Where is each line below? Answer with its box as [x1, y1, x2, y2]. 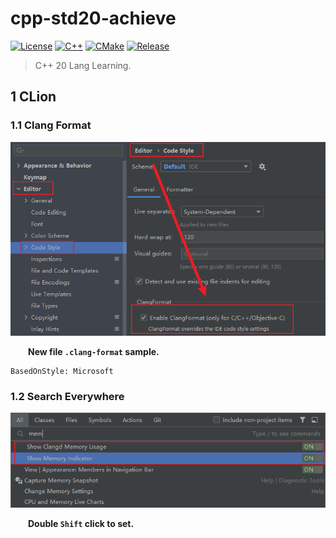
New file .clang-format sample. [28, 345, 160, 357]
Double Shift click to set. [28, 518, 135, 530]
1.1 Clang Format [10, 118, 92, 132]
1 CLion [10, 88, 57, 106]
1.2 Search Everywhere [10, 389, 125, 403]
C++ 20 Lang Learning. [34, 59, 132, 71]
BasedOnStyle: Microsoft [10, 366, 114, 376]
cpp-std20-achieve [10, 7, 177, 30]
